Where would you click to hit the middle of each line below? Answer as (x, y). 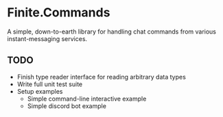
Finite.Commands (59, 13)
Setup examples (40, 91)
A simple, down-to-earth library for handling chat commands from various (111, 31)
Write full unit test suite (50, 84)
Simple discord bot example (67, 106)
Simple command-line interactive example (87, 99)
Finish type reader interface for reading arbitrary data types (102, 77)
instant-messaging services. (47, 38)
